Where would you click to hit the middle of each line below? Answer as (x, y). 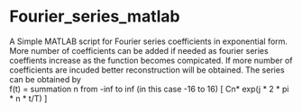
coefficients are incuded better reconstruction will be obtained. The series (147, 70)
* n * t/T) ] (28, 98)
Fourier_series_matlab (95, 17)
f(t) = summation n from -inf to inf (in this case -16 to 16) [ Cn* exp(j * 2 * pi (149, 89)
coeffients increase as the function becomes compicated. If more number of (151, 60)
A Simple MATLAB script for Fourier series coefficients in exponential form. (149, 41)
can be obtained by (45, 79)
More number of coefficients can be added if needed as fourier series (139, 50)
